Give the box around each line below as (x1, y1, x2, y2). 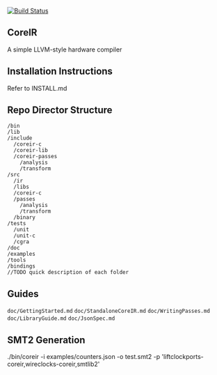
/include (7, 135, 33, 142)
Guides (7, 288, 40, 300)
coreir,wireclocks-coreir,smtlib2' (7, 360, 100, 369)
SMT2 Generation (7, 334, 86, 346)
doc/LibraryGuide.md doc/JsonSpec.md (7, 315, 115, 322)
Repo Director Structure (7, 105, 113, 116)
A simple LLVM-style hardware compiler (7, 45, 122, 54)
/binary (13, 214, 36, 221)
